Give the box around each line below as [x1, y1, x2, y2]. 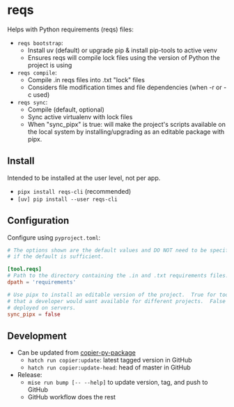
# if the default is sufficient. [7, 253, 104, 260]
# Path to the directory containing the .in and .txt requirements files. [7, 272, 229, 279]
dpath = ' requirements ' [7, 279, 77, 286]
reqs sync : [17, 98, 48, 106]
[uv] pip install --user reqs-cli [17, 196, 118, 203]
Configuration [7, 215, 70, 226]
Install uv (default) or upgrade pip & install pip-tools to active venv [27, 46, 217, 54]
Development [7, 330, 68, 341]
